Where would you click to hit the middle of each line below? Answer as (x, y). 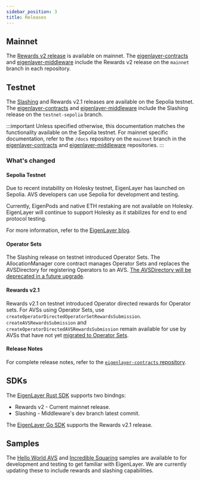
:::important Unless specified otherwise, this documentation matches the (96, 126)
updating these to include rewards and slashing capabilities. (80, 470)
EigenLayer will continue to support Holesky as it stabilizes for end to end (96, 212)
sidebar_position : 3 (32, 12)
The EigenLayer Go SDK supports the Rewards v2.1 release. (79, 424)
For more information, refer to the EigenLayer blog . (69, 230)
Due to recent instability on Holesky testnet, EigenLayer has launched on (96, 188)
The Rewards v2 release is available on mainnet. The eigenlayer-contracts (97, 56)
